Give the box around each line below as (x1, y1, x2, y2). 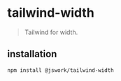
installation (7, 48, 57, 60)
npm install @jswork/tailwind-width (7, 66, 114, 74)
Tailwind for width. (24, 28, 78, 36)
